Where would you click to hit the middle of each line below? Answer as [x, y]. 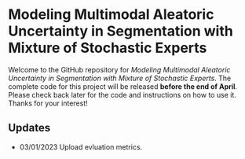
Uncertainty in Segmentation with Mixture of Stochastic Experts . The [120, 78]
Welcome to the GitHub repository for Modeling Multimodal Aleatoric [119, 69]
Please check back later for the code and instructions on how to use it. [122, 94]
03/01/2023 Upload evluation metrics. [81, 146]
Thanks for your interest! [48, 103]
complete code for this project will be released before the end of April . [123, 86]
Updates [29, 128]
